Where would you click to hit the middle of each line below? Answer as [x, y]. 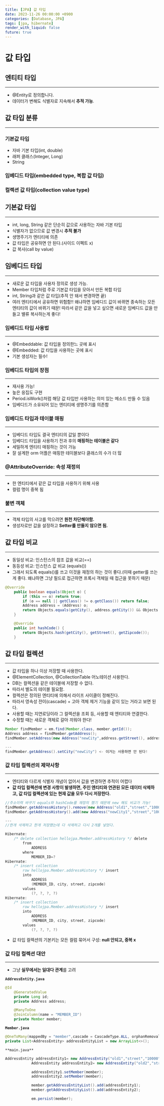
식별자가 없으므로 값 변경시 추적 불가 [47, 231]
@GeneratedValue [31, 992]
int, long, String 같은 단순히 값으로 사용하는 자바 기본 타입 [67, 224]
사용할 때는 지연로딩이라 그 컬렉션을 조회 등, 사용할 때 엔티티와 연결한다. [80, 714]
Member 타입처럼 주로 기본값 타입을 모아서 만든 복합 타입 [67, 289]
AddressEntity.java [25, 979]
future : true [18, 32]
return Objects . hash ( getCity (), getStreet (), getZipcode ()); [86, 633]
